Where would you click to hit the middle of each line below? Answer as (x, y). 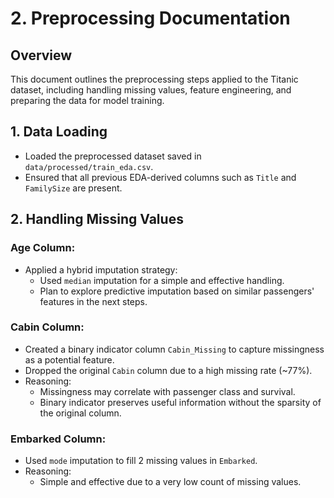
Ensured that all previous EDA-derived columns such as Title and (160, 177)
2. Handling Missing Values (97, 219)
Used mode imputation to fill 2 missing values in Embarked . (141, 461)
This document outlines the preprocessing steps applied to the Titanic (154, 79)
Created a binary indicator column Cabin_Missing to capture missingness (174, 349)
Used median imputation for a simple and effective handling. (162, 280)
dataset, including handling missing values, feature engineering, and (151, 90)
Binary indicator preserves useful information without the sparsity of (180, 402)
